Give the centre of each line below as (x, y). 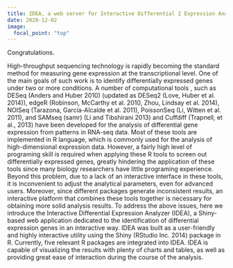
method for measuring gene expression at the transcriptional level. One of (113, 73)
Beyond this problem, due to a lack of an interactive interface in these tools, (115, 177)
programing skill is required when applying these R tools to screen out (107, 154)
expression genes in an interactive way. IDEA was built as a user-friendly (111, 228)
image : (17, 26)
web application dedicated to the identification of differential (113, 221)
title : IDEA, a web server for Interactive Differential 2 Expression (111, 14)
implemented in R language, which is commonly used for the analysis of (110, 140)
